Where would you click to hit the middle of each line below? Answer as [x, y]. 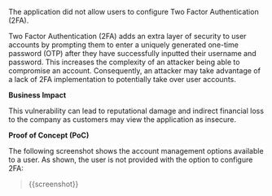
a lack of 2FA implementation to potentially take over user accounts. [122, 79]
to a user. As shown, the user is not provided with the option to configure [131, 159]
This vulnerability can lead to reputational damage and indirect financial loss [136, 111]
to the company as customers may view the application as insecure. [123, 120]
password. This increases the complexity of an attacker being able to [124, 62]
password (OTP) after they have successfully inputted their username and [132, 53]
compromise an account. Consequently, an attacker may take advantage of [134, 71]
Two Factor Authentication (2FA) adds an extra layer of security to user [127, 36]
